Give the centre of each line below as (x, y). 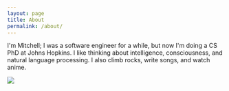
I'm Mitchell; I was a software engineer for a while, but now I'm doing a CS (112, 46)
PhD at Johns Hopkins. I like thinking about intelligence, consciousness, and (115, 53)
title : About (26, 20)
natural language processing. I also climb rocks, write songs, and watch (109, 60)
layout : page (26, 13)
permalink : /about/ (35, 26)
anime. (17, 67)
